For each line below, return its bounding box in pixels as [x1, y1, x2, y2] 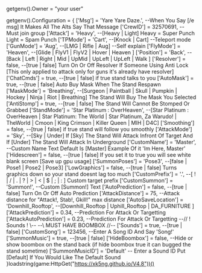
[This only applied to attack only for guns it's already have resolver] [6, 68, 174, 75]
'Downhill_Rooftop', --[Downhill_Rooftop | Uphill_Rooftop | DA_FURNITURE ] [6, 202, 195, 210]
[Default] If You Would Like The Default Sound [6, 254, 121, 261]
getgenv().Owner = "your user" [6, 5, 84, 12]
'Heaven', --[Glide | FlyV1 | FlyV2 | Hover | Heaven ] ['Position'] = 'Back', [6, 49, 186, 56]
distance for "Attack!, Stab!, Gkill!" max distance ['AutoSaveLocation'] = [6, 196, 184, 203]
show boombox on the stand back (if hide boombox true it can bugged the [6, 241, 191, 248]
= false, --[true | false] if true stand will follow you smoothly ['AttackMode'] [6, 126, 192, 133]
